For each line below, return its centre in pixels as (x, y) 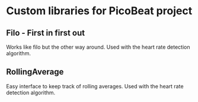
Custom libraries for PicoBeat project (99, 11)
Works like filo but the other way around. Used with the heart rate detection (98, 47)
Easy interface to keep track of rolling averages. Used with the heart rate (95, 86)
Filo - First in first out (45, 33)
